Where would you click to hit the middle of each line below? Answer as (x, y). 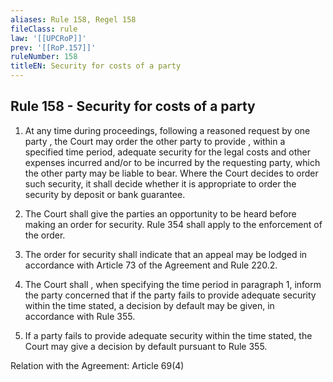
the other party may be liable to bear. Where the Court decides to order (171, 173)
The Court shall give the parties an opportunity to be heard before (160, 213)
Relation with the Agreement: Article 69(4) (97, 365)
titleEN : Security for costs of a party (96, 66)
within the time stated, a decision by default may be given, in (149, 305)
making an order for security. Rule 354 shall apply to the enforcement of (173, 224)
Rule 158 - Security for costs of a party (133, 106)
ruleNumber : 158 (44, 57)
